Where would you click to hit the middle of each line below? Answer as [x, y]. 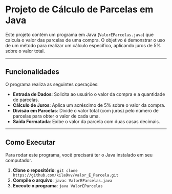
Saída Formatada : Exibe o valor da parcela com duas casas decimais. [86, 121]
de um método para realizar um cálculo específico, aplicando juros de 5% [83, 45]
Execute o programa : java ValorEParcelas [58, 185]
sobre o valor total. [25, 51]
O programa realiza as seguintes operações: [52, 84]
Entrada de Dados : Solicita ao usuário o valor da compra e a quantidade [89, 94]
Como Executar [30, 142]
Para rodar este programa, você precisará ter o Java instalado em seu [79, 154]
